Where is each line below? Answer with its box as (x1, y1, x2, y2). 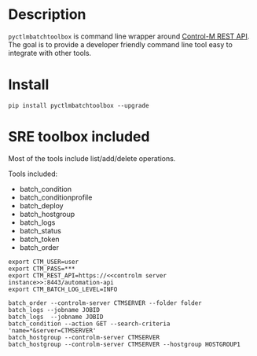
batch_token (19, 234, 61, 244)
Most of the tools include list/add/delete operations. (8, 153, 176, 163)
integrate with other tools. (8, 48, 92, 57)
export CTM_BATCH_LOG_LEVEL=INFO (8, 285, 118, 293)
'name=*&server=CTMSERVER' (8, 326, 97, 335)
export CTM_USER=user (8, 258, 79, 266)
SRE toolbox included (8, 128, 150, 146)
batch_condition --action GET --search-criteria (8, 320, 171, 328)
